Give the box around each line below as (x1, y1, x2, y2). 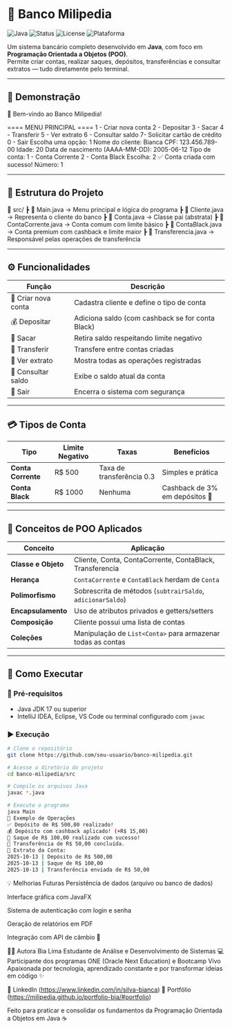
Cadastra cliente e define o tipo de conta (73, 298, 206, 308)
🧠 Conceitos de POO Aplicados (7, 522, 143, 534)
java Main (7, 809, 36, 816)
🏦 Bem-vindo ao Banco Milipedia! (7, 109, 102, 118)
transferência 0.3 (99, 472, 155, 482)
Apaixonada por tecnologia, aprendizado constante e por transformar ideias (7, 964, 223, 972)
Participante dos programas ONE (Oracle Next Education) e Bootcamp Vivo (7, 956, 221, 965)
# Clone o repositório (7, 745, 72, 752)
